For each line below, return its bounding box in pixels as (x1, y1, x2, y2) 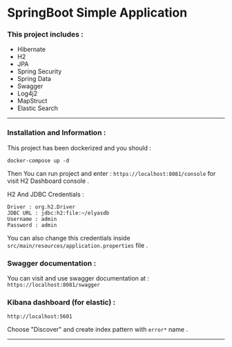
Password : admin (7, 222, 57, 229)
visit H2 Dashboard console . (7, 177, 90, 185)
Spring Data (17, 75, 52, 83)
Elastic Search (17, 104, 59, 112)
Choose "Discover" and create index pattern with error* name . (7, 326, 188, 334)
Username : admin (7, 215, 57, 222)
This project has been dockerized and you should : (7, 143, 152, 152)
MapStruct (17, 97, 48, 105)
